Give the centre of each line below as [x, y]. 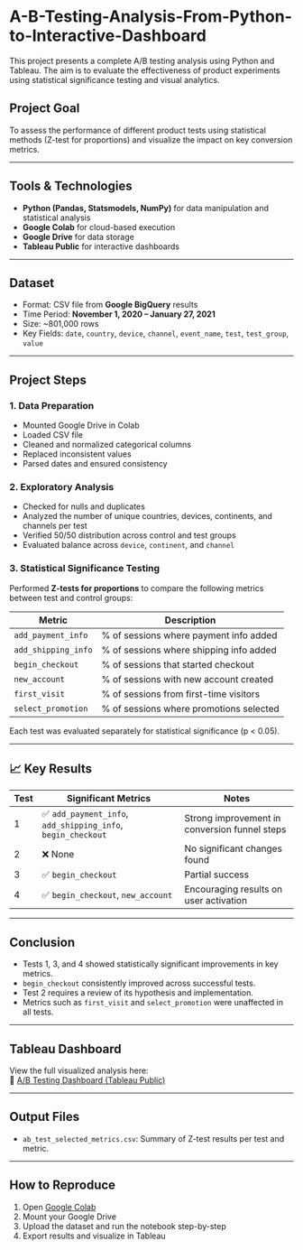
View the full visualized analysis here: [79, 1070]
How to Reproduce [62, 1185]
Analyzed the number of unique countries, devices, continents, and [147, 516]
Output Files [44, 1117]
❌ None [58, 855]
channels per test [55, 526]
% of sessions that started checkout [178, 664]
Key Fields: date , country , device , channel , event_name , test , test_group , [156, 333]
